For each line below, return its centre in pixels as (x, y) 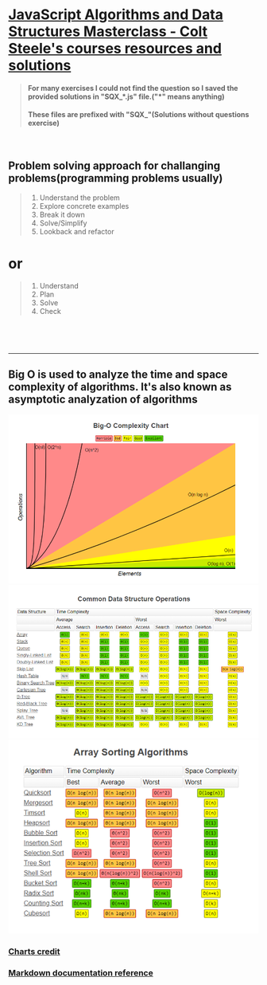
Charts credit (35, 952)
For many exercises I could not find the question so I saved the (133, 88)
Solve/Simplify (63, 223)
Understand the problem (80, 198)
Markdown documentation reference (81, 972)
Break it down (62, 214)
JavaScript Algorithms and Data (116, 15)
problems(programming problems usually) (116, 178)
